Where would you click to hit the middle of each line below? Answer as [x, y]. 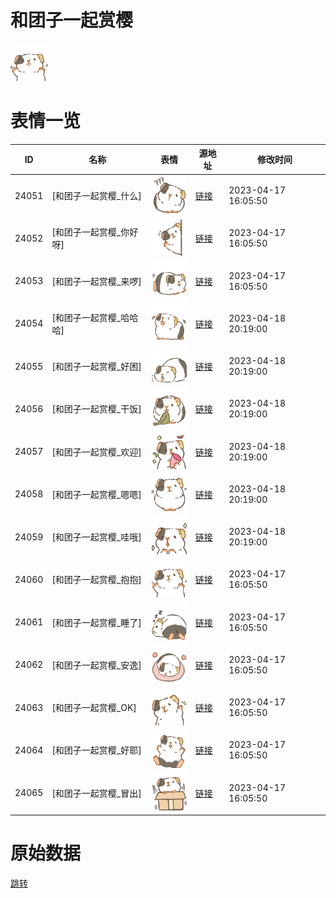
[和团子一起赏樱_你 [90, 232]
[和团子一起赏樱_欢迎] [96, 452]
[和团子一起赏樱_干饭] [96, 409]
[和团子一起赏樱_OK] [94, 708]
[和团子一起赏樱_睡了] [96, 622]
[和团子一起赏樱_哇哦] [96, 537]
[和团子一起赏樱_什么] [96, 196]
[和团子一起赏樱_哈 [90, 317]
